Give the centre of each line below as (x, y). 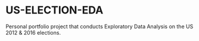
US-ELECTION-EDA (55, 10)
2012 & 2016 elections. (33, 32)
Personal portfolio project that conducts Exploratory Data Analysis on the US (99, 26)
